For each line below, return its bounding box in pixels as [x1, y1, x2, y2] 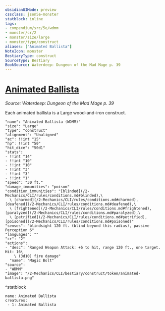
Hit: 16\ [5, 250, 23, 255]
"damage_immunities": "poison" [5, 184, 70, 190]
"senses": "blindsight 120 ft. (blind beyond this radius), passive [5, 223, 150, 228]
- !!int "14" [5, 154, 32, 159]
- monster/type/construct [5, 40, 58, 45]
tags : [5, 21, 16, 26]
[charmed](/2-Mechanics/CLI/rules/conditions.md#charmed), [14, 198, 139, 203]
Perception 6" [5, 228, 35, 233]
